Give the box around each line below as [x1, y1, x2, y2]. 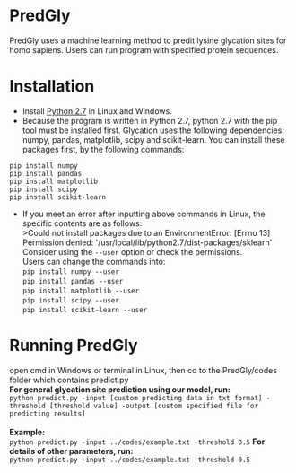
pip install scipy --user [22, 295, 119, 305]
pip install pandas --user [22, 276, 124, 285]
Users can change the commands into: [22, 256, 166, 267]
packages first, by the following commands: [22, 144, 185, 154]
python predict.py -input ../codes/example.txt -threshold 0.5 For [9, 436, 266, 447]
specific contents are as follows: [22, 217, 143, 229]
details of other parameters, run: [9, 445, 134, 456]
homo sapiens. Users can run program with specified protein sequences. [9, 44, 279, 55]
